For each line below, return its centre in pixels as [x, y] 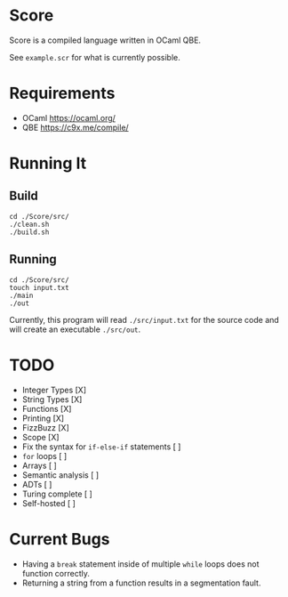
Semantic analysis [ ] [60, 475]
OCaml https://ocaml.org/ [68, 117]
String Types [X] [52, 399]
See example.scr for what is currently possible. [95, 57]
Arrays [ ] [40, 465]
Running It [48, 163]
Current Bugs [60, 539]
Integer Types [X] [54, 390]
